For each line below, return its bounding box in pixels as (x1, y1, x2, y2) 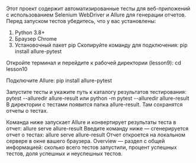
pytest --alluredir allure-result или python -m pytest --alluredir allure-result (6, 94, 189, 102)
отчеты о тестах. (6, 107, 49, 114)
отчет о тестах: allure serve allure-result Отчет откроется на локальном (6, 131, 185, 138)
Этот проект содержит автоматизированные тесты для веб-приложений (6, 5, 191, 12)
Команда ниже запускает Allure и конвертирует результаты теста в (6, 119, 176, 126)
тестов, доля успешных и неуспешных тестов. (6, 150, 123, 157)
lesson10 (6, 66, 28, 73)
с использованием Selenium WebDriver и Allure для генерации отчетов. (6, 11, 187, 18)
